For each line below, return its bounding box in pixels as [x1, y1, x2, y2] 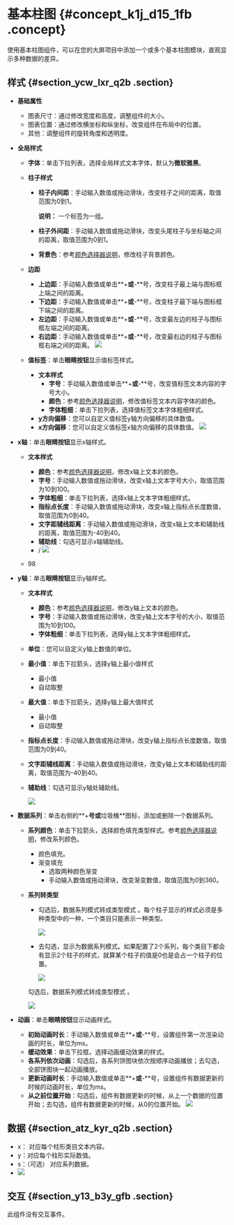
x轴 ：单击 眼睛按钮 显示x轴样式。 [17, 438, 110, 446]
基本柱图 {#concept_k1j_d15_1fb [7, 6, 192, 22]
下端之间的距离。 [38, 306, 88, 314]
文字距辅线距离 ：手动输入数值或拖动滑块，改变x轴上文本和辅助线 [38, 519, 225, 528]
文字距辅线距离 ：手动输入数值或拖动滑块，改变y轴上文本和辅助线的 [27, 759, 221, 768]
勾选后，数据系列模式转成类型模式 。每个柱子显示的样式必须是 [38, 905, 217, 914]
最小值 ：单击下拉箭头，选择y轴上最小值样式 [27, 659, 154, 667]
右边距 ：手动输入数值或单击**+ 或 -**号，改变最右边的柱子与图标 [38, 332, 223, 341]
